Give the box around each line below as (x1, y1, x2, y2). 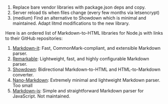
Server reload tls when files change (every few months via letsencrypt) (12, 10, 160, 16)
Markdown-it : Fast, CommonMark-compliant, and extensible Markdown (12, 45, 161, 51)
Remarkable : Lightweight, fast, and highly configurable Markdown (12, 56, 149, 62)
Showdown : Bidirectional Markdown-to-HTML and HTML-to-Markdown (12, 66, 161, 72)
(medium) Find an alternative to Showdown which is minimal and (12, 15, 147, 21)
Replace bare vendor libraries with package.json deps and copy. (12, 5, 146, 10)
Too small (12, 82, 33, 88)
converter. (12, 72, 34, 77)
